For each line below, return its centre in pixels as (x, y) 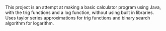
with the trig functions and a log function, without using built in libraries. (80, 12)
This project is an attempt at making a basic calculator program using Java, (83, 7)
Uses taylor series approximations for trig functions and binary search (78, 18)
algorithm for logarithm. (30, 23)
